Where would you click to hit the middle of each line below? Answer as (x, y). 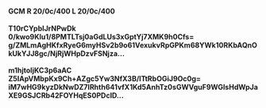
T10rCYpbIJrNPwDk (42, 28)
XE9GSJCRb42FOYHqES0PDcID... (66, 95)
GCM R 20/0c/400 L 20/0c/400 (62, 11)
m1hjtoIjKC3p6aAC (40, 70)
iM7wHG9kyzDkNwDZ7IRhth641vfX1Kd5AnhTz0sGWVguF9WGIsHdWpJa (133, 88)
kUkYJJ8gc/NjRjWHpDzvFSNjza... (67, 54)
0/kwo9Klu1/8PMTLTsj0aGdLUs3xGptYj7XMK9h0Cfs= (101, 37)
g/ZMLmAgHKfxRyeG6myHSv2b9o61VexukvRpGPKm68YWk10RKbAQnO (133, 45)
